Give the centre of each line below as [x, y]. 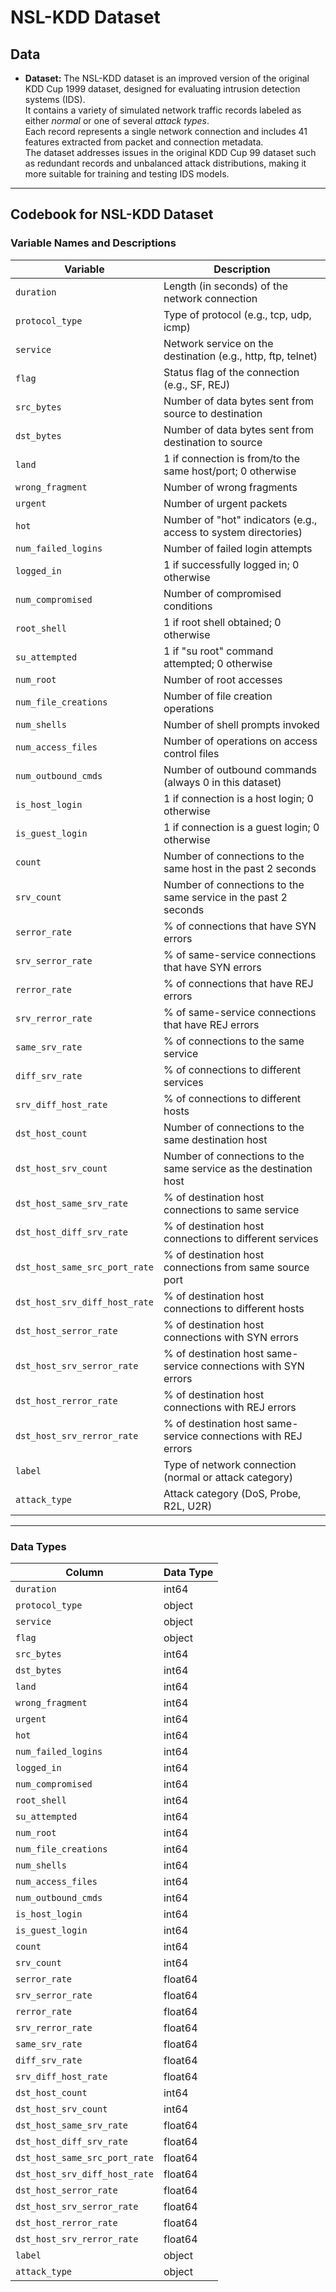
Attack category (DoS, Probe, [232, 1493]
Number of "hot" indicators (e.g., [240, 519]
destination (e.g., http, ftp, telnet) [240, 356]
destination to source [213, 442]
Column [84, 1572]
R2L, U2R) [188, 1506]
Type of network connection [230, 1464]
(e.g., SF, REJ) [197, 384]
